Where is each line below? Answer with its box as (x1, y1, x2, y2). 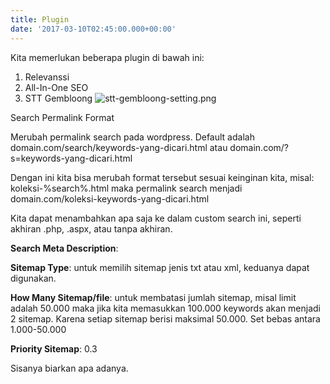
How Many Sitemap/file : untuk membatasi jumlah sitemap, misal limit (10, 291, 297, 303)
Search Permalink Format (10, 111, 115, 123)
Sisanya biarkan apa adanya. (10, 362, 129, 374)
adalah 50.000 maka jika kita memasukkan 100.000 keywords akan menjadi (10, 302, 322, 314)
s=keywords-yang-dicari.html (10, 152, 133, 164)
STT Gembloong (24, 92, 93, 104)
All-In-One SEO (24, 81, 89, 93)
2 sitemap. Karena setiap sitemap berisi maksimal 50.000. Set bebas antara (10, 312, 321, 325)
